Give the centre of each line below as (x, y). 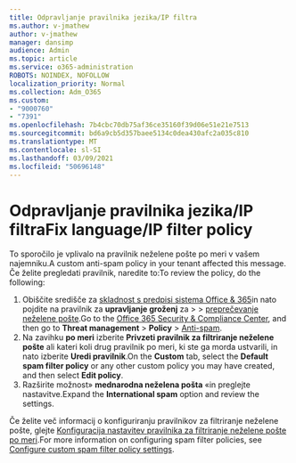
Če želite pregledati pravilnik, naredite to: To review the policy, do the (135, 273)
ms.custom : (29, 100)
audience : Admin (39, 51)
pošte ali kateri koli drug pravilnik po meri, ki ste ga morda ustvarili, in (150, 347)
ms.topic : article (43, 59)
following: (27, 282)
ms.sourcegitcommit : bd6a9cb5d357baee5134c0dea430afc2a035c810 (129, 134)
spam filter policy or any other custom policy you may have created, (148, 366)
